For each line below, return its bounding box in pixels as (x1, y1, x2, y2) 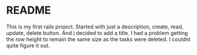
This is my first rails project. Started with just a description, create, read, (6, 23, 184, 30)
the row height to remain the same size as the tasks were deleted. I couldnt (6, 35, 191, 43)
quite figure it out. (6, 42, 50, 49)
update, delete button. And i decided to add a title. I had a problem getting (6, 29, 188, 36)
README (6, 4, 51, 17)
